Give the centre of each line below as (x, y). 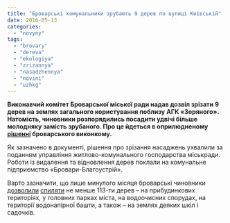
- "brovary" (31, 46)
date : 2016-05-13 (32, 20)
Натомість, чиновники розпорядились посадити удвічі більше (103, 119)
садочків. (21, 213)
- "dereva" (29, 53)
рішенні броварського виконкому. (60, 134)
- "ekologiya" (34, 59)
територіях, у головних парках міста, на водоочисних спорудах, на (107, 198)
